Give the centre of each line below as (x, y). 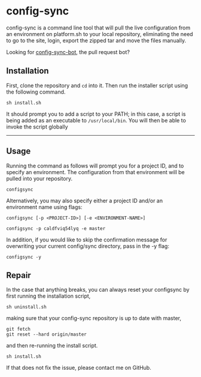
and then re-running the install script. (52, 346)
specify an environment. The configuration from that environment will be (95, 172)
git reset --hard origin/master (46, 334)
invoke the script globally (37, 127)
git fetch (19, 329)
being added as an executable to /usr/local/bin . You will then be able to (96, 120)
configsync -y (24, 257)
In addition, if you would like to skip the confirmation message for (87, 240)
